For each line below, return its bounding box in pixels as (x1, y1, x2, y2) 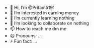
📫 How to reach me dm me (9, 26, 67, 31)
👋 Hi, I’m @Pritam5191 (9, 5, 55, 10)
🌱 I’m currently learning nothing (9, 15, 75, 21)
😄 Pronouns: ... (9, 33, 42, 39)
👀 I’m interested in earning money (9, 10, 79, 16)
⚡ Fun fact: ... (9, 38, 37, 44)
